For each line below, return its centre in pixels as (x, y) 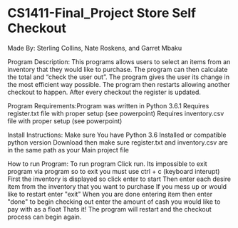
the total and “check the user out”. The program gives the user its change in (119, 77)
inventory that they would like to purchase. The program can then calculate (118, 69)
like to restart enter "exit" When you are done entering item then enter (110, 194)
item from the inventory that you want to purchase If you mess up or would (117, 186)
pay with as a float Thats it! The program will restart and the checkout (109, 209)
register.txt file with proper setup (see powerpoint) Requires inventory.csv (116, 113)
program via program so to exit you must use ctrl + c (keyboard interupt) (114, 171)
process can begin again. (45, 217)
